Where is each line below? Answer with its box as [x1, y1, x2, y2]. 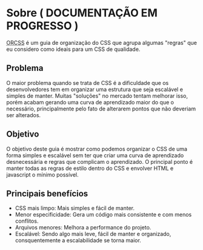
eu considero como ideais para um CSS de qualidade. [6, 46, 141, 53]
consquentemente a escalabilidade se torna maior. [15, 237, 141, 244]
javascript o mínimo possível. [6, 171, 79, 178]
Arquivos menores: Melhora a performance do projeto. [15, 224, 151, 231]
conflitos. [15, 217, 39, 225]
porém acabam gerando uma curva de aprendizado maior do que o [6, 98, 175, 106]
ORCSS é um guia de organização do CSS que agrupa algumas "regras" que [6, 39, 197, 46]
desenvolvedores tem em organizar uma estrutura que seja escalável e [6, 86, 184, 93]
